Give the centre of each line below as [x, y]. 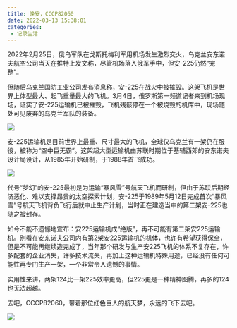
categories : [25, 27]
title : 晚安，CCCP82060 [41, 14]
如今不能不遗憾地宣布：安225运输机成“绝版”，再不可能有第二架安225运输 [114, 229]
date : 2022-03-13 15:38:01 [47, 20]
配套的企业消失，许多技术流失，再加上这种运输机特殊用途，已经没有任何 [118, 255]
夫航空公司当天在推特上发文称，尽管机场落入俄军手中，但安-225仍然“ [108, 63]
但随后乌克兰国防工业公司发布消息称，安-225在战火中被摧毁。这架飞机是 [113, 87]
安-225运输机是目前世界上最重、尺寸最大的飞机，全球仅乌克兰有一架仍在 [113, 142]
